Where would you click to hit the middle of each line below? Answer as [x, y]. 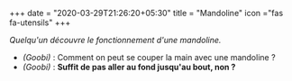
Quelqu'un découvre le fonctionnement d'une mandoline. [115, 40]
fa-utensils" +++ [40, 22]
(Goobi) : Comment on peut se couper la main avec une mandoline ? [149, 57]
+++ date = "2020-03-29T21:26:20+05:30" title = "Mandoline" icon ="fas [146, 13]
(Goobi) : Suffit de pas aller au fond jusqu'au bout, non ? [129, 67]
